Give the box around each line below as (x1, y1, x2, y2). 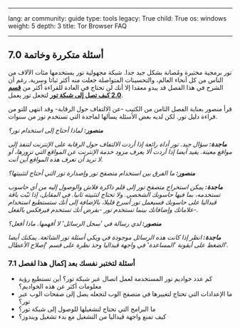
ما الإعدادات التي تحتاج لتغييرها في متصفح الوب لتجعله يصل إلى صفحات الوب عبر (18, 289, 233, 298)
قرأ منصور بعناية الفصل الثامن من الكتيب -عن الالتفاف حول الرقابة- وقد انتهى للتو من (8, 104, 232, 113)
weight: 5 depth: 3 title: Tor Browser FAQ (8, 22, 127, 30)
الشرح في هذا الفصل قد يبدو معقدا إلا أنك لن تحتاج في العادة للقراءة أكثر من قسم (8, 83, 224, 91)
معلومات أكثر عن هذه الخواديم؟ (18, 282, 102, 291)
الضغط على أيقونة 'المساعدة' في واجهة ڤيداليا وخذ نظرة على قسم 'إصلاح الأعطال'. (8, 240, 229, 249)
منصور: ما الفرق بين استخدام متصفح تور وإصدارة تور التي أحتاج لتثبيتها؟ (8, 168, 195, 177)
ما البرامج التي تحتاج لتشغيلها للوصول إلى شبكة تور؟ (18, 304, 156, 314)
